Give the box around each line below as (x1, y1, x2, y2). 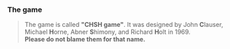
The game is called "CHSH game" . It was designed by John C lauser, (24, 21, 224, 29)
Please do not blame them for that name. (24, 35, 146, 43)
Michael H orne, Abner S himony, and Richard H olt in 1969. (24, 28, 191, 36)
